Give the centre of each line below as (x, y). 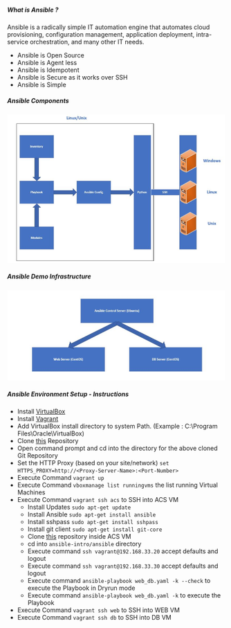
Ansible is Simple (42, 84)
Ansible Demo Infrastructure (49, 276)
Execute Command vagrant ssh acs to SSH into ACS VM (98, 500)
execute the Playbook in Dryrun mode (81, 588)
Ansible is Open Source (50, 55)
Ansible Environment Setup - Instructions (68, 394)
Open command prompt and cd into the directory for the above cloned (117, 448)
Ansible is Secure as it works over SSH (72, 77)
